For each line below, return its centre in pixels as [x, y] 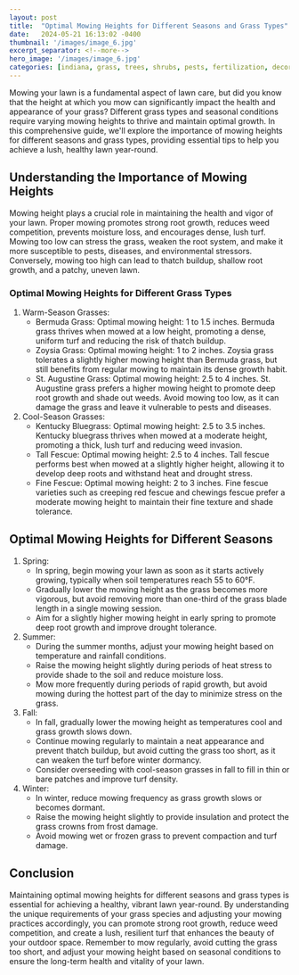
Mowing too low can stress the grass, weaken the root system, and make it [146, 241]
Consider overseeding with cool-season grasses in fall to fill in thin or [162, 769]
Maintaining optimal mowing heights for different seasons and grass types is [149, 895]
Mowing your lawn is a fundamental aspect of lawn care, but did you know [145, 92]
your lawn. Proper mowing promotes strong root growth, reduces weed [139, 222]
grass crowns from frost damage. [97, 826]
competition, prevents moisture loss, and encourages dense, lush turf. [137, 232]
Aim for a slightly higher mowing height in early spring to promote [156, 617]
